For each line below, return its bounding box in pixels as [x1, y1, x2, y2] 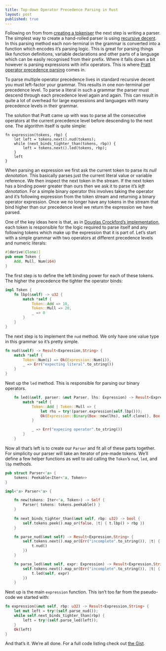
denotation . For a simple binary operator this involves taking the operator [5, 188, 154, 194]
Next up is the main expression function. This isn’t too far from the [5, 589, 140, 595]
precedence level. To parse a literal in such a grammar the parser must [5, 87, 149, 93]
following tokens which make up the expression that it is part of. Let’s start [5, 230, 157, 236]
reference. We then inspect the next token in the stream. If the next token [5, 178, 154, 184]
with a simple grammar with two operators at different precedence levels [5, 235, 153, 241]
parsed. [5, 209, 21, 216]
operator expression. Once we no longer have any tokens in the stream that [5, 199, 159, 205]
